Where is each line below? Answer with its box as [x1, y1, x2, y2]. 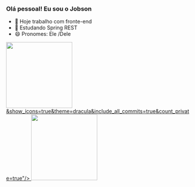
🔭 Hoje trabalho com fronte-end [14, 18, 92, 25]
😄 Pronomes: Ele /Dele [14, 30, 71, 38]
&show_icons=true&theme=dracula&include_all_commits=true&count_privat [6, 108, 190, 115]
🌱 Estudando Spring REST [14, 24, 78, 31]
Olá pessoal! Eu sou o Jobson [6, 5, 92, 13]
